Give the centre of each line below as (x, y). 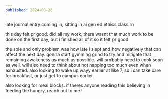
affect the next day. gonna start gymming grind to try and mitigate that (78, 54)
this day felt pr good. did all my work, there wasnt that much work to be (79, 34)
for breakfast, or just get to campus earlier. (50, 75)
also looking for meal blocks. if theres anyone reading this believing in (78, 85)
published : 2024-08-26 (29, 10)
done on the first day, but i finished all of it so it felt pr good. (67, 39)
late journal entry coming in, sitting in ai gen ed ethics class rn (70, 24)
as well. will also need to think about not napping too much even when (78, 65)
